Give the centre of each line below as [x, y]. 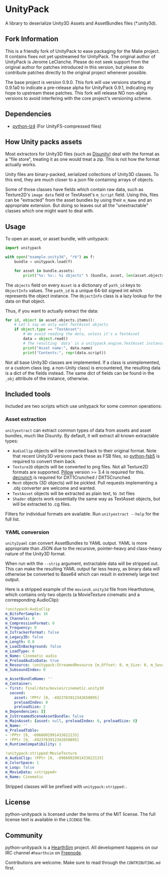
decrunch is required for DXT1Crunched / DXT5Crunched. [72, 477]
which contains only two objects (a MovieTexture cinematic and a [72, 595]
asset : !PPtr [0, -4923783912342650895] [57, 698]
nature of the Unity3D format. [35, 553]
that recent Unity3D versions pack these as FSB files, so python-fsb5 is [86, 456]
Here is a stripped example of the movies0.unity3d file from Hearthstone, [80, 589]
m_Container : [19, 684]
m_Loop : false [20, 767]
